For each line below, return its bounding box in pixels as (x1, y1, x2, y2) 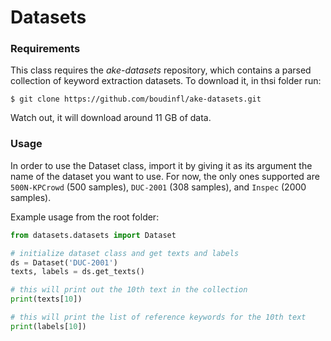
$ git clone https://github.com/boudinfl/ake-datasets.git (10, 94, 262, 105)
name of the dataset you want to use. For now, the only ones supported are (10, 170, 320, 182)
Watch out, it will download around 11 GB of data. (10, 112, 212, 124)
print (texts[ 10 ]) (10, 294, 83, 305)
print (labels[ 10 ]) (10, 321, 87, 331)
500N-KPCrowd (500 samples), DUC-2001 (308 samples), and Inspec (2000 (10, 181, 307, 193)
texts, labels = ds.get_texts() (10, 267, 145, 277)
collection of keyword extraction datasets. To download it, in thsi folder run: (10, 75, 322, 87)
